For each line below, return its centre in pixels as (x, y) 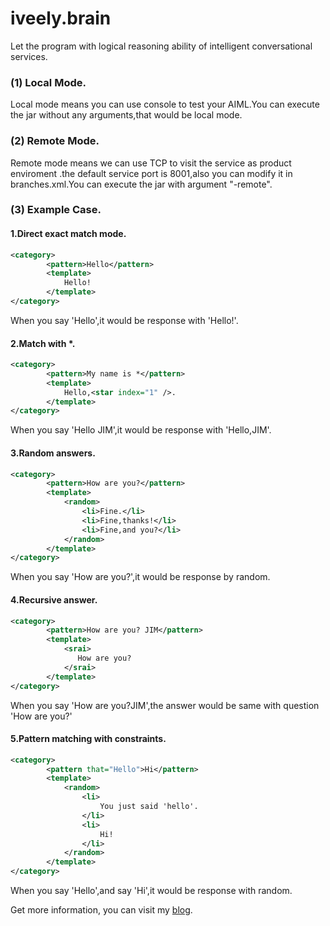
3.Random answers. (53, 453)
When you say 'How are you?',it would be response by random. (140, 577)
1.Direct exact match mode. (68, 234)
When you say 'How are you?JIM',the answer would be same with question (165, 705)
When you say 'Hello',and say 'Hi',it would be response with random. (151, 891)
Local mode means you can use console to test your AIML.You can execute (165, 104)
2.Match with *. (43, 343)
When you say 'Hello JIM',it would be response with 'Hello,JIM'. (141, 430)
